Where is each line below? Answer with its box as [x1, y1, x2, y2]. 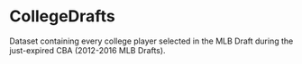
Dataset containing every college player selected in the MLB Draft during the [9, 36, 294, 46]
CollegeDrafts [9, 6, 115, 27]
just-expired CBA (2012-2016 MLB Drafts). [9, 44, 166, 55]
